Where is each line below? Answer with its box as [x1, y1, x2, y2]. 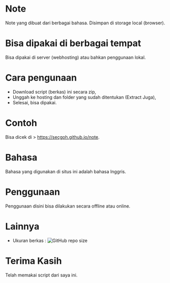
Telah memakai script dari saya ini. [5, 272, 78, 278]
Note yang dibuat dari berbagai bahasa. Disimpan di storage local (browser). [5, 20, 165, 26]
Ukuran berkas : [12, 237, 47, 244]
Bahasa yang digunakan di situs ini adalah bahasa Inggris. [5, 168, 126, 175]
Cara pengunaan [5, 72, 77, 84]
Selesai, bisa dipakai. [12, 99, 57, 105]
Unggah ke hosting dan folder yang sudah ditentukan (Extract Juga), [12, 94, 156, 100]
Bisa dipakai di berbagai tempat [5, 37, 141, 49]
